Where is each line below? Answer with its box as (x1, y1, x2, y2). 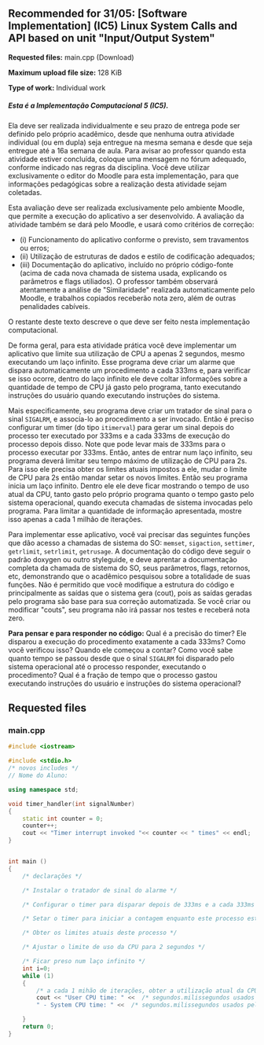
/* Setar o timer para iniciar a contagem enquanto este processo (22, 914, 244, 923)
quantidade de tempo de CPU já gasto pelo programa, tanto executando (8, 382, 241, 392)
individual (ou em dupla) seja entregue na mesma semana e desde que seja (8, 138, 253, 147)
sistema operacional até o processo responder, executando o (8, 661, 207, 672)
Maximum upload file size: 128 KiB (8, 68, 123, 77)
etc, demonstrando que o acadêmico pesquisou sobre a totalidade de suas (8, 571, 251, 581)
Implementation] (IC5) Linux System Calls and (8, 20, 238, 33)
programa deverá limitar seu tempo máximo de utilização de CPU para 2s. (8, 456, 247, 465)
